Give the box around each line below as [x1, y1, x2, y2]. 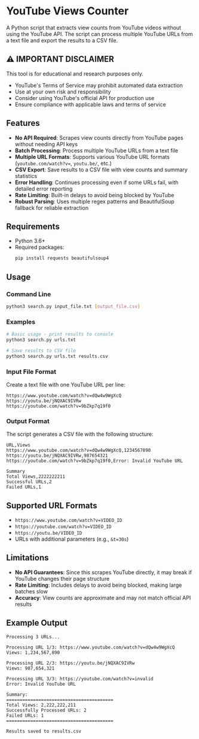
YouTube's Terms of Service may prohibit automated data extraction [14, 82, 183, 89]
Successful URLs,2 [6, 479, 52, 485]
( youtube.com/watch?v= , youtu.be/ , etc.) [14, 159, 112, 167]
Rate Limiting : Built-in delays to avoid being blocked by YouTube [14, 191, 174, 198]
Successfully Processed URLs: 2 [6, 707, 87, 713]
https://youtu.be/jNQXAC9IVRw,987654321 [6, 453, 109, 459]
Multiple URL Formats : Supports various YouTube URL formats [14, 153, 170, 160]
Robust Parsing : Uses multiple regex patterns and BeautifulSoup [14, 198, 174, 205]
